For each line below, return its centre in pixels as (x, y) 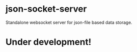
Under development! (48, 42)
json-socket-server (46, 9)
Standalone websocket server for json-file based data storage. (69, 22)
